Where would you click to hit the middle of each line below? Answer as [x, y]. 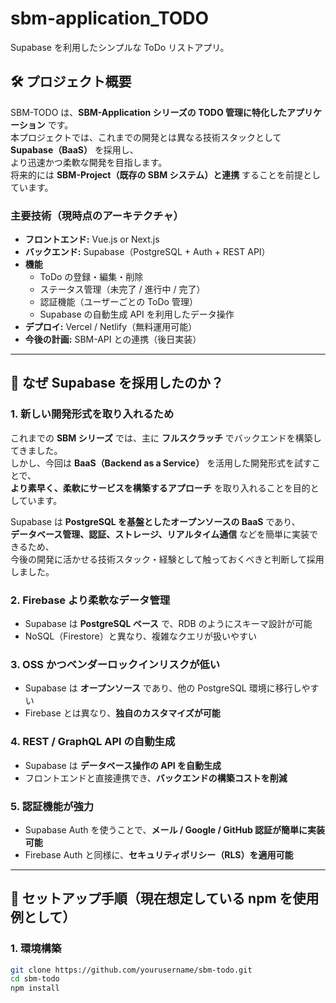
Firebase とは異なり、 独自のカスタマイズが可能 [122, 713]
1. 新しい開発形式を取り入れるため [92, 414]
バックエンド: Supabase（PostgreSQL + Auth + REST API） [147, 252]
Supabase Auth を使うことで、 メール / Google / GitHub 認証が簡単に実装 [175, 829]
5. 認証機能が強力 [52, 806]
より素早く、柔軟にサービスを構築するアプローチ [111, 488]
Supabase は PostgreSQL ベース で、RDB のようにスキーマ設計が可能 [168, 624]
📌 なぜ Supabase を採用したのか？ [117, 383]
